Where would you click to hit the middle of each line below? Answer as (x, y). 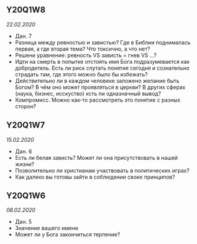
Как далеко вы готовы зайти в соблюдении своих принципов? (95, 177)
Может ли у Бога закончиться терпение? (67, 234)
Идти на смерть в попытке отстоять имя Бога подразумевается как (102, 61)
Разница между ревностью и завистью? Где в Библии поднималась (103, 42)
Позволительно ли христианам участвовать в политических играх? (102, 170)
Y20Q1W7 (26, 125)
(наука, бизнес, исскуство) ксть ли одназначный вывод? (88, 93)
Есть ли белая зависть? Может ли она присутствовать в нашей (96, 157)
